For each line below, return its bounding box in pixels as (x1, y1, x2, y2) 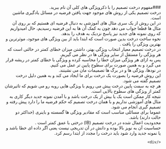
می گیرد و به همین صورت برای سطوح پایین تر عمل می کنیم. (50, 62, 161, 68)
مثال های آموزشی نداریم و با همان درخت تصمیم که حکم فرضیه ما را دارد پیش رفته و (6, 99, 161, 105)
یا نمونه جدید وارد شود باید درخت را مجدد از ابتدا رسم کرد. (54, 130, 161, 136)
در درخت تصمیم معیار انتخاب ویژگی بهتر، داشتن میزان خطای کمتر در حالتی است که (7, 46, 161, 52)
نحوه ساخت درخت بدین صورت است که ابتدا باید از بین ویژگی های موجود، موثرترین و (5, 36, 161, 41)
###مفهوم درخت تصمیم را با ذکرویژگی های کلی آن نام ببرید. (49, 4, 161, 10)
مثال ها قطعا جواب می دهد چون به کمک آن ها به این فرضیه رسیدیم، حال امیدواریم (10, 25, 161, 31)
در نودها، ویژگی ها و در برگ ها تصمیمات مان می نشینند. (58, 67, 161, 73)
